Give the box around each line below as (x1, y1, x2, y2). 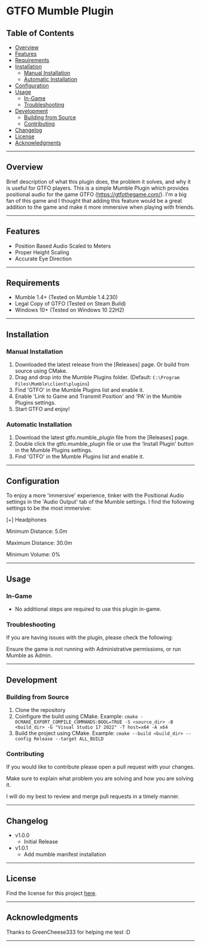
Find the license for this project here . (6, 890, 97, 897)
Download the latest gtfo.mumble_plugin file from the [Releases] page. (14, 434, 189, 441)
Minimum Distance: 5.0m (6, 528, 68, 535)
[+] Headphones (6, 516, 47, 523)
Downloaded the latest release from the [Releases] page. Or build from (14, 361, 190, 369)
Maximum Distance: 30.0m (6, 540, 72, 547)
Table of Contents (6, 28, 75, 38)
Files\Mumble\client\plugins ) (14, 380, 90, 387)
